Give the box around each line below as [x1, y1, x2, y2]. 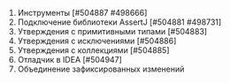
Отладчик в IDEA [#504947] [17, 55, 122, 64]
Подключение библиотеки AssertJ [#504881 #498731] [17, 17, 222, 27]
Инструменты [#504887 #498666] [17, 8, 148, 18]
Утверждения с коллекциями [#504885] [17, 45, 170, 56]
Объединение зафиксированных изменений [17, 64, 185, 74]
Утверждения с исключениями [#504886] [17, 35, 177, 46]
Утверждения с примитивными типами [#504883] [17, 26, 208, 36]
